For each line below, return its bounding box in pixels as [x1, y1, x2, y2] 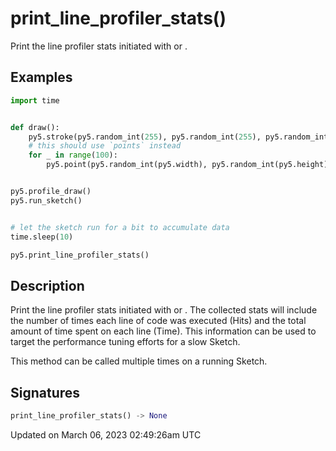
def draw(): [10, 122, 60, 132]
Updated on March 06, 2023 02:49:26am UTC [10, 428, 202, 441]
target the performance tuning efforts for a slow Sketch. [10, 336, 241, 348]
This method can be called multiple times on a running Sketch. [10, 355, 268, 367]
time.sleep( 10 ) [10, 232, 74, 242]
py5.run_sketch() [10, 195, 83, 206]
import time [10, 95, 60, 106]
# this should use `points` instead [28, 141, 182, 151]
